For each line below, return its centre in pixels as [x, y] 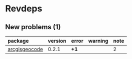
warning [98, 41]
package [18, 41]
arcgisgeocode [25, 49]
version [57, 41]
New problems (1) [33, 27]
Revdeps [24, 9]
